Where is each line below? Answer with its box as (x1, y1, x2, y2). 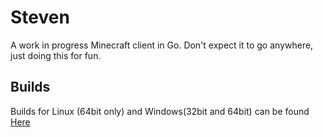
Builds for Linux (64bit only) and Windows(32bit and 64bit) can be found (10, 105, 310, 117)
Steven (10, 6, 70, 29)
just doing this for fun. (10, 49, 102, 61)
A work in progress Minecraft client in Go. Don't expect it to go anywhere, (10, 39, 314, 51)
